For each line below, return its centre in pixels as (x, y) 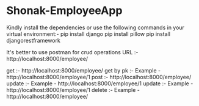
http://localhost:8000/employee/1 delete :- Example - (73, 90)
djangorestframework (34, 40)
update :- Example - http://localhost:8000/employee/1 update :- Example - (100, 83)
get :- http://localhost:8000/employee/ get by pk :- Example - (83, 70)
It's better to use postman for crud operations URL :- (72, 52)
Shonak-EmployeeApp (64, 11)
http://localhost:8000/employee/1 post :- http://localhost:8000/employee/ (99, 77)
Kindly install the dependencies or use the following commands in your (96, 27)
